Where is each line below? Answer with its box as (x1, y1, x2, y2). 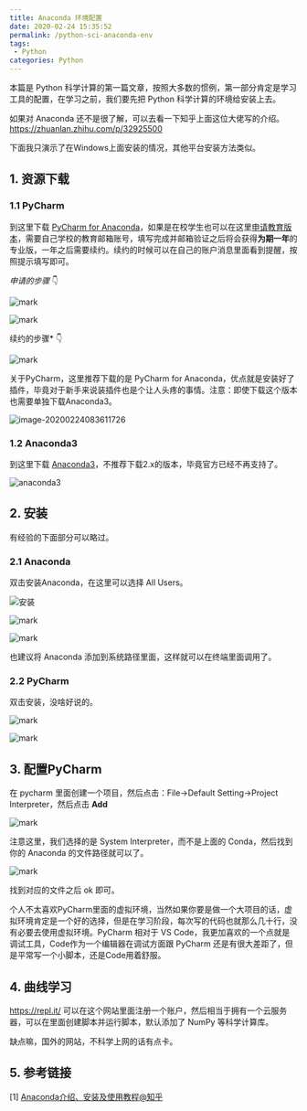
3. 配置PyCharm (9, 761, 102, 777)
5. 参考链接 (9, 1065, 71, 1081)
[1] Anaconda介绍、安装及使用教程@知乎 (9, 1091, 164, 1102)
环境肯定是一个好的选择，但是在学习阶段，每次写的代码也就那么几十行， (16, 915, 290, 926)
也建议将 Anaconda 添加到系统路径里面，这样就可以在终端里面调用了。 (9, 651, 277, 663)
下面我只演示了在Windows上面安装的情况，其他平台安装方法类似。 (9, 143, 261, 153)
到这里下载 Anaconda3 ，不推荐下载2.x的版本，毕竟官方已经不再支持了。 (9, 458, 283, 469)
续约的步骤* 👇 (9, 333, 63, 344)
